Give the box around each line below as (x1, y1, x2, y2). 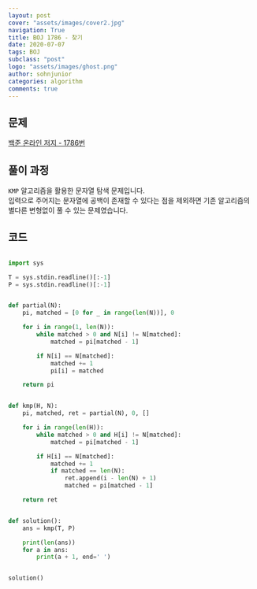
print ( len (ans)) (22, 539, 76, 546)
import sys (8, 259, 44, 267)
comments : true (8, 84, 58, 93)
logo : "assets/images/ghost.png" (8, 63, 118, 71)
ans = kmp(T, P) (22, 524, 76, 532)
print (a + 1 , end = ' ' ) (36, 553, 111, 561)
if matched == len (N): (50, 467, 125, 475)
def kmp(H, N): (8, 402, 58, 410)
